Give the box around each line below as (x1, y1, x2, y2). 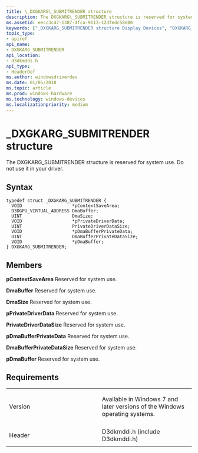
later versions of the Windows (102, 402, 184, 411)
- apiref (6, 36, 28, 42)
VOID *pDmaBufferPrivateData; (11, 229, 133, 235)
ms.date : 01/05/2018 (6, 80, 57, 86)
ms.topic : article (6, 85, 51, 91)
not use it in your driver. (6, 165, 64, 172)
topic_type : (6, 31, 35, 36)
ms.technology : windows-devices (6, 96, 85, 102)
